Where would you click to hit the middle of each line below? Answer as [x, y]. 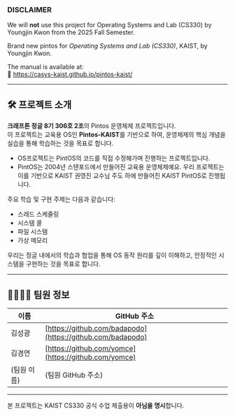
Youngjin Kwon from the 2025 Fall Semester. [71, 32]
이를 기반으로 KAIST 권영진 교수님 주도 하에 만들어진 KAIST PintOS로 [112, 175]
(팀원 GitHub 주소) [74, 375]
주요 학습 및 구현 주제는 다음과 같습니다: [61, 199]
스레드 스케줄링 [38, 214]
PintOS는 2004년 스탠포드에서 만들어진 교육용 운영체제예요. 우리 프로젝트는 [121, 167]
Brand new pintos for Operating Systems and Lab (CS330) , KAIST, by [107, 46]
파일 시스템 [33, 231]
